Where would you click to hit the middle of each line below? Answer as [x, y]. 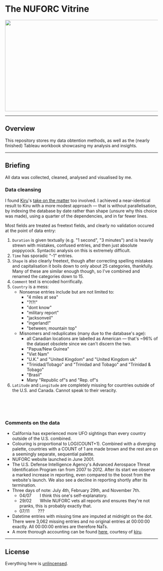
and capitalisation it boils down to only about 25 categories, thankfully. [83, 266]
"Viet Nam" [38, 354]
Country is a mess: [30, 287]
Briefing [17, 166]
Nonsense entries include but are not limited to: [67, 292]
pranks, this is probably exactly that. [56, 506]
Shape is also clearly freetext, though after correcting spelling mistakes [82, 261]
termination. [24, 485]
